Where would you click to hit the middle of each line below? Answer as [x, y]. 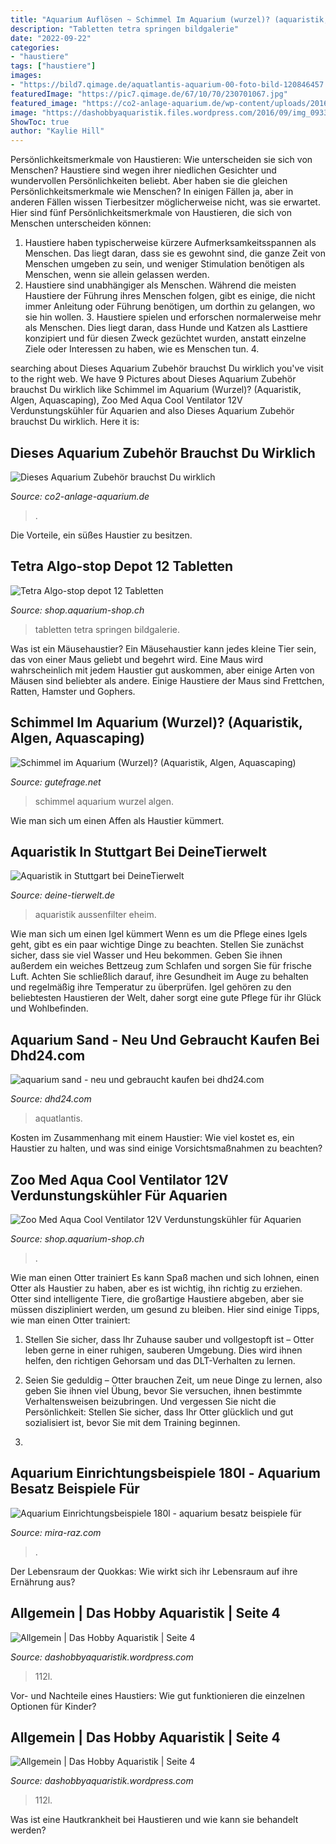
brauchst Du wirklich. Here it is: [75, 422]
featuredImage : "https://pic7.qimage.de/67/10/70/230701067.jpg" [149, 94]
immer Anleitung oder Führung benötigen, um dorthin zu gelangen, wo [170, 307]
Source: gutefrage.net [56, 782]
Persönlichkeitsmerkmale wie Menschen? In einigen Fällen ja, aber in [152, 192]
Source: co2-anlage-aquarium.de [80, 496]
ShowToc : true [40, 122]
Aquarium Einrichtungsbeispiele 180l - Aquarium [165, 1473]
